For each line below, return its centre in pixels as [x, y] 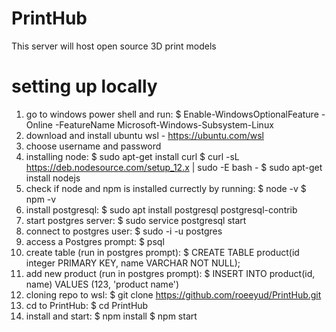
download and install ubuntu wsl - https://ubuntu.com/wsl [144, 135]
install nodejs [53, 178]
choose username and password [93, 146]
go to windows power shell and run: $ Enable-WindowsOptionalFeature [172, 114]
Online [39, 124]
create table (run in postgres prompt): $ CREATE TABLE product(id [162, 252]
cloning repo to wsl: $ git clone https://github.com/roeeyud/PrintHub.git [173, 294]
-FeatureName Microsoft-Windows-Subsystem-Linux [164, 124]
